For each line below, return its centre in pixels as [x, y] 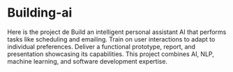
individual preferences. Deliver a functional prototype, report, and [102, 46]
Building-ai [40, 13]
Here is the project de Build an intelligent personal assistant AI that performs [117, 32]
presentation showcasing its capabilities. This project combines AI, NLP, [111, 54]
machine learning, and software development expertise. [88, 61]
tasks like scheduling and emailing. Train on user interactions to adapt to [111, 39]
